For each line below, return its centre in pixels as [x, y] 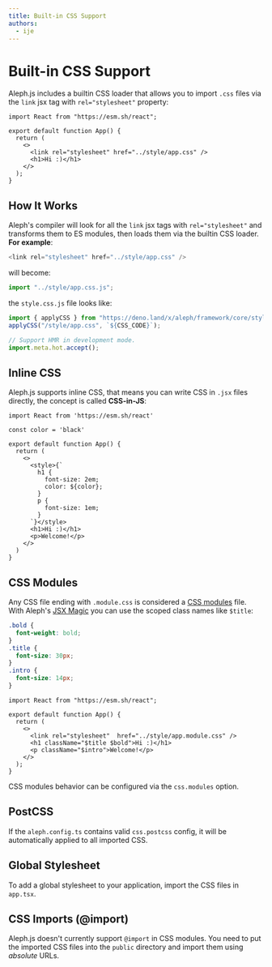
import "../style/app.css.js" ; [61, 288]
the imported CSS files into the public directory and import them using [126, 947]
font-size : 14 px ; [45, 678]
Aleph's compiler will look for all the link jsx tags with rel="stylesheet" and [135, 225]
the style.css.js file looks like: [60, 303]
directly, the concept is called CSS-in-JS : [78, 401]
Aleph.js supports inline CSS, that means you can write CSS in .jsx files [128, 392]
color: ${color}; [74, 487]
